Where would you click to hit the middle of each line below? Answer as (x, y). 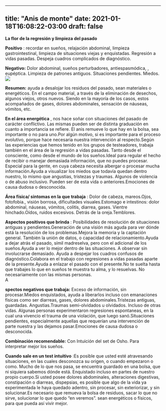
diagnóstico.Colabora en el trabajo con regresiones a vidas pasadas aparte (82, 258)
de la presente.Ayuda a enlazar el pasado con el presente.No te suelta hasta (83, 264)
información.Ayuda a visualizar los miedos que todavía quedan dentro (76, 171)
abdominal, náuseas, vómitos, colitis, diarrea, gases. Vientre (66, 207)
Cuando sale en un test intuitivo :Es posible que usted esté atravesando (79, 356)
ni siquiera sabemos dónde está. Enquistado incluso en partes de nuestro (80, 371)
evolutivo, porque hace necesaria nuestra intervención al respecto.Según (80, 140)
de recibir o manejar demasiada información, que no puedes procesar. (77, 160)
